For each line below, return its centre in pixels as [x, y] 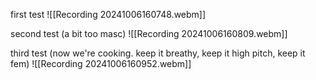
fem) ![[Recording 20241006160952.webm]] [101, 63]
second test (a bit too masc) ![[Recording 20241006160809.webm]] [149, 33]
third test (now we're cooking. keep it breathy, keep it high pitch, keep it [158, 53]
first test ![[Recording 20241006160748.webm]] [108, 14]
